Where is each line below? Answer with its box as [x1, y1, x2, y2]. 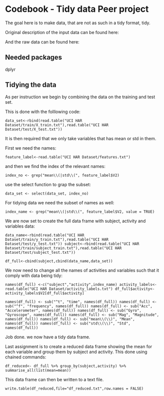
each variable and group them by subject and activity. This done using [5, 349, 147, 355]
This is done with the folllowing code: [5, 109, 81, 115]
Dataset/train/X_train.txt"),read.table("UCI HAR [5, 122, 109, 127]
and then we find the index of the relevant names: [5, 163, 106, 169]
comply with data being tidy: [5, 273, 63, 278]
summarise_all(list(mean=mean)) [5, 368, 71, 373]
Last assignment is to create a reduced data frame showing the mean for [5, 343, 152, 349]
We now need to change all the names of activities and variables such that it [5, 267, 159, 273]
